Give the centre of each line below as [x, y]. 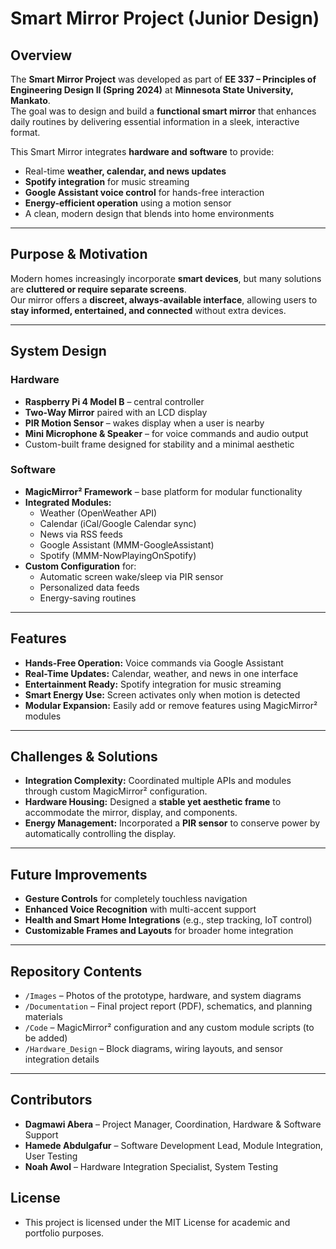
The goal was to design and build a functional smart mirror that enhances [163, 111]
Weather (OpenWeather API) [98, 513]
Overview [41, 55]
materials [43, 1017]
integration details [62, 1059]
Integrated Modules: [68, 502]
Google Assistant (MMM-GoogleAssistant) [127, 544]
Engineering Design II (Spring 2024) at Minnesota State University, [152, 90]
